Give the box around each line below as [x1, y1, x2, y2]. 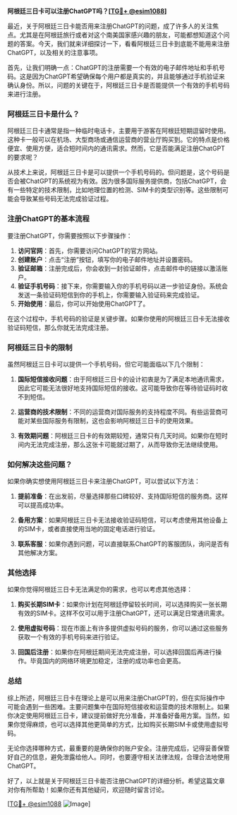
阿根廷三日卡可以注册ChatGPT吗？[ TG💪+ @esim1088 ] [7, 7, 167, 15]
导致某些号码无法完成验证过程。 [19, 194, 113, 203]
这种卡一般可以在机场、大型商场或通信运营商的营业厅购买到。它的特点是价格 [7, 136, 230, 144]
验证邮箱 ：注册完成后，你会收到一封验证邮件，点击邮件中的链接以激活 [17, 264, 222, 273]
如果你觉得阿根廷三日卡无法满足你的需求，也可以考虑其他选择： [7, 585, 193, 594]
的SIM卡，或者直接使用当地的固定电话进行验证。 [17, 525, 159, 533]
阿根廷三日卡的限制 [7, 343, 73, 352]
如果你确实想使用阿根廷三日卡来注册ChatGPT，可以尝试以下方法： [7, 477, 201, 486]
